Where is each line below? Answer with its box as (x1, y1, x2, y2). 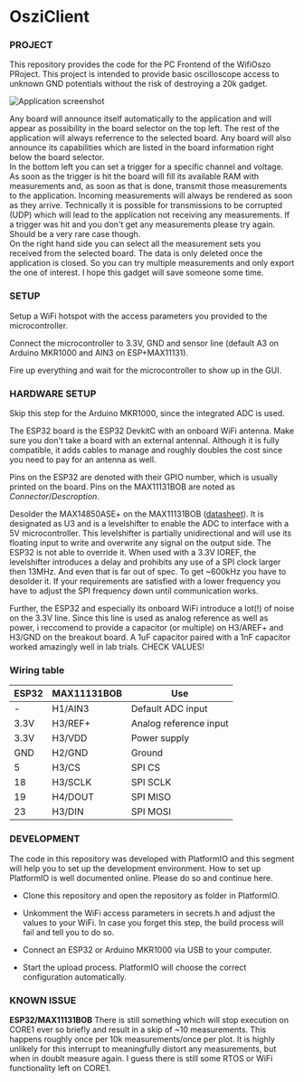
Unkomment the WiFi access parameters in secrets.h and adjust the (22, 907, 276, 918)
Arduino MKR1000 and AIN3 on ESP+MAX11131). (9, 346, 188, 358)
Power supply (130, 732, 190, 745)
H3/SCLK (52, 776, 92, 789)
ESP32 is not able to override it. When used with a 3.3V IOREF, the (9, 547, 256, 558)
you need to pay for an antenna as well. (9, 454, 157, 465)
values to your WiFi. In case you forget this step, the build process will (22, 916, 284, 928)
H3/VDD (52, 732, 88, 745)
